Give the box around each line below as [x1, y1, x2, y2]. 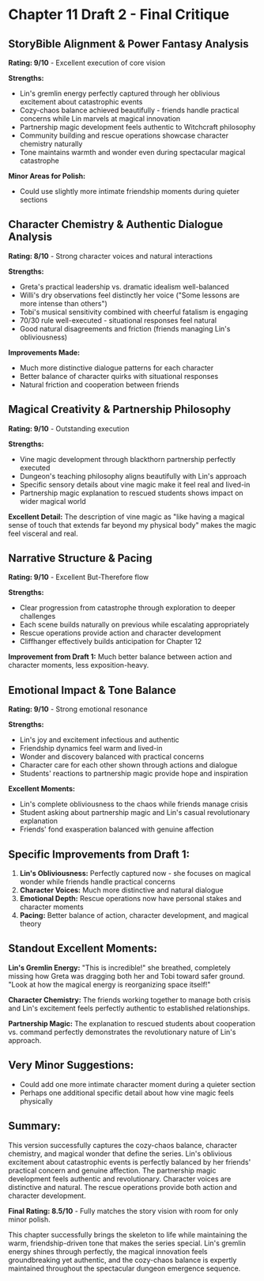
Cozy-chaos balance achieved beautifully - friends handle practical [19, 105, 239, 115]
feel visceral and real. [8, 529, 78, 538]
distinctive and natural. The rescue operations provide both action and [8, 1182, 237, 1192]
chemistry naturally [19, 139, 83, 148]
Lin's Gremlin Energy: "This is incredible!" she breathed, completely [8, 963, 231, 972]
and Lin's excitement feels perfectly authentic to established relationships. [8, 1003, 251, 1013]
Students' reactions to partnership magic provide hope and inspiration [19, 769, 248, 779]
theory [19, 919, 42, 929]
